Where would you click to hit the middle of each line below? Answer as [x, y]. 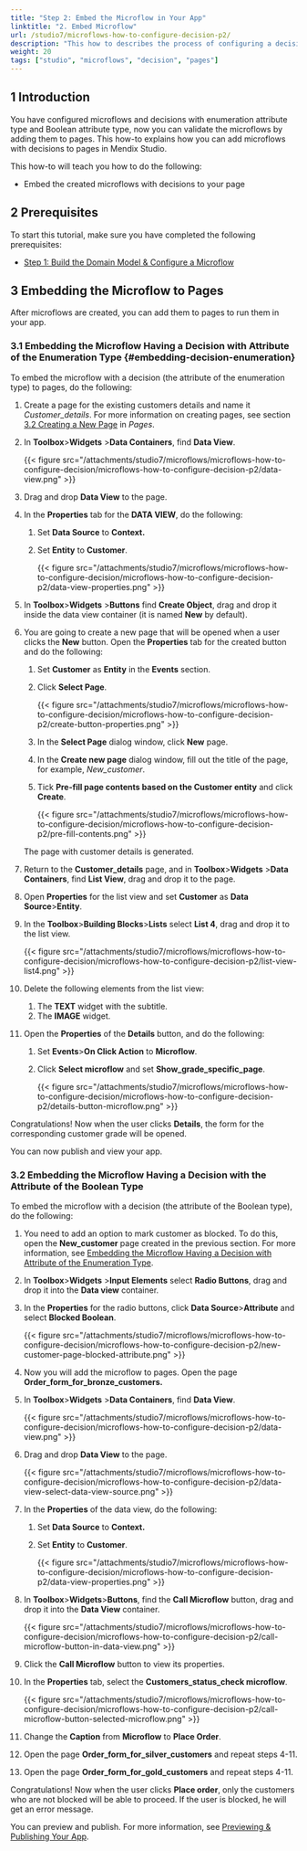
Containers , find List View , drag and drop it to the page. [129, 879]
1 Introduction [50, 97]
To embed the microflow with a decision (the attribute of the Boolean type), [151, 1206]
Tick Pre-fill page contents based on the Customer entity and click [165, 787]
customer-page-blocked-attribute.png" [97, 1355]
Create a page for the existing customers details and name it [137, 405]
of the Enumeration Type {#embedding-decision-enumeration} [153, 357]
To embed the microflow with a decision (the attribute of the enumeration [148, 377]
